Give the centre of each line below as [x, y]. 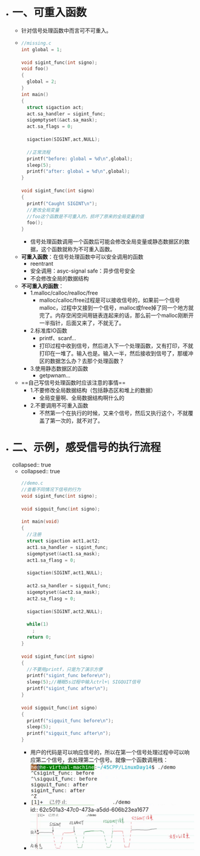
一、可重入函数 [49, 12]
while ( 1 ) [38, 624]
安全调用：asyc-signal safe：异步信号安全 [82, 271]
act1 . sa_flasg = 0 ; [51, 560]
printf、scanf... [58, 338]
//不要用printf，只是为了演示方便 [65, 669]
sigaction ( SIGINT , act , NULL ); [63, 140]
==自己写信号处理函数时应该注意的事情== [73, 383]
